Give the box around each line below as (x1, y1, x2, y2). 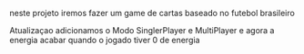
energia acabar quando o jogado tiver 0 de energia (9, 35, 200, 45)
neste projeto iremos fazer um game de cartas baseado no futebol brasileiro (9, 8, 296, 18)
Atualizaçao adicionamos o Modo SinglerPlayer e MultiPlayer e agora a (9, 25, 275, 35)
